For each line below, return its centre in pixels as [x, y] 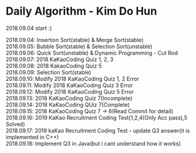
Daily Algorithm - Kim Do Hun [82, 11]
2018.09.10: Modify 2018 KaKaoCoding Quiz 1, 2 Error [72, 79]
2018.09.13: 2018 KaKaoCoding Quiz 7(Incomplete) [69, 98]
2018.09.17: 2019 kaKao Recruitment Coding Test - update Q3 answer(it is [98, 130]
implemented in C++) [32, 137]
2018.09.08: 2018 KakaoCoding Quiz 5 [54, 66]
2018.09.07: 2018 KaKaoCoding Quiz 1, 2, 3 [60, 59]
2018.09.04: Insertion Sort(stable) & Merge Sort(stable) [75, 40]
